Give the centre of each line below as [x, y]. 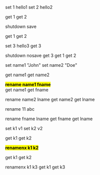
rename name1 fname [28, 85]
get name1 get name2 [27, 75]
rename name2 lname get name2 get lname [50, 99]
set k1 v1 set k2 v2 [24, 128]
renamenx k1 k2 [22, 148]
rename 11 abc [20, 109]
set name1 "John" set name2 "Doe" [41, 65]
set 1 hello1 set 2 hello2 [29, 7]
